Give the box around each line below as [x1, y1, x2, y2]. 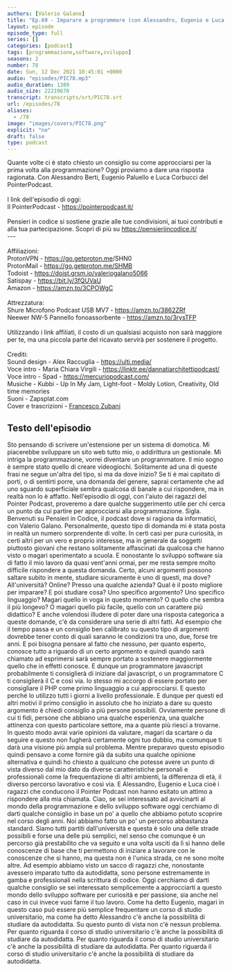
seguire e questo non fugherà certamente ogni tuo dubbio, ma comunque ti [7, 736, 222, 744]
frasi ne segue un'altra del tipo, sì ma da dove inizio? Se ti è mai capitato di [7, 470, 220, 478]
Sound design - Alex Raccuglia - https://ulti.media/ [7, 358, 152, 366]
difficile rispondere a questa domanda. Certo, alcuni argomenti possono [7, 565, 213, 574]
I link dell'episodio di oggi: [7, 195, 82, 204]
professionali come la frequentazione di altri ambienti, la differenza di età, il [7, 772, 222, 781]
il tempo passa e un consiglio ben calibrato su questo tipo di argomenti [7, 624, 209, 633]
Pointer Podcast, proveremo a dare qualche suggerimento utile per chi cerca [7, 499, 226, 508]
